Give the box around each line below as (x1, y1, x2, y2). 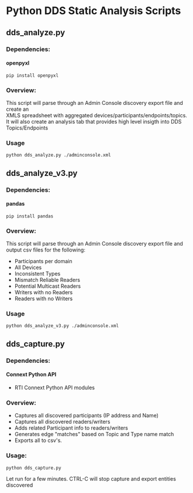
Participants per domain (14, 258, 73, 265)
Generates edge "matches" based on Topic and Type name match (14, 431, 174, 438)
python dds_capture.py (6, 465, 61, 471)
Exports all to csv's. (14, 437, 63, 444)
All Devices (14, 264, 42, 271)
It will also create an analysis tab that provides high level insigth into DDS (6, 118, 182, 125)
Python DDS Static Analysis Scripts (6, 4, 181, 18)
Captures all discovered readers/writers (14, 418, 111, 426)
